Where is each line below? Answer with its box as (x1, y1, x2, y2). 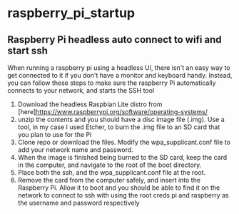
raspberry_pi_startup (7, 5, 136, 21)
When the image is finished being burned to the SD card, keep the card (17, 153, 227, 161)
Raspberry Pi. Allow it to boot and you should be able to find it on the (17, 183, 220, 192)
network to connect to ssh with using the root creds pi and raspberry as (17, 191, 230, 199)
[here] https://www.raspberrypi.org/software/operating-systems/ (17, 108, 208, 116)
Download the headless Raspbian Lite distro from (17, 100, 163, 108)
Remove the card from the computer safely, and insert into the (17, 176, 201, 184)
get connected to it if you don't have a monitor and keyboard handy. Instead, (7, 71, 233, 79)
